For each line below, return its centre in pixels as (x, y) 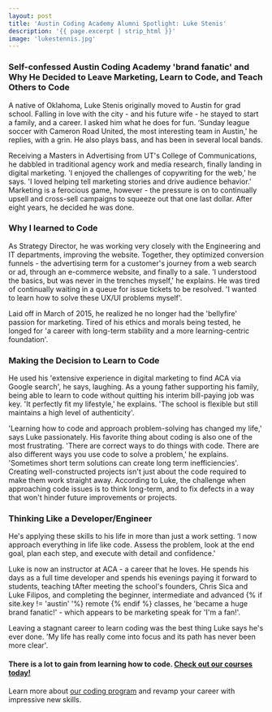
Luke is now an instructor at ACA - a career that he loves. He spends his (129, 569)
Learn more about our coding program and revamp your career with (122, 691)
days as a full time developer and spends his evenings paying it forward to (133, 578)
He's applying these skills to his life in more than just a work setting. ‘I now (133, 536)
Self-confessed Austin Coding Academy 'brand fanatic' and (129, 67)
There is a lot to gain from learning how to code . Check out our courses (131, 664)
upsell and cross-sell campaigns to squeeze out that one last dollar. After (131, 198)
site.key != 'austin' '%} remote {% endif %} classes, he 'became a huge (128, 604)
